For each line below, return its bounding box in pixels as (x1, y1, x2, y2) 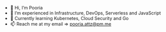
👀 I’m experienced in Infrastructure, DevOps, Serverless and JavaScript (10, 10, 161, 16)
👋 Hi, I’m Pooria (10, 5, 43, 10)
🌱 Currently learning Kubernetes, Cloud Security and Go (10, 15, 129, 21)
